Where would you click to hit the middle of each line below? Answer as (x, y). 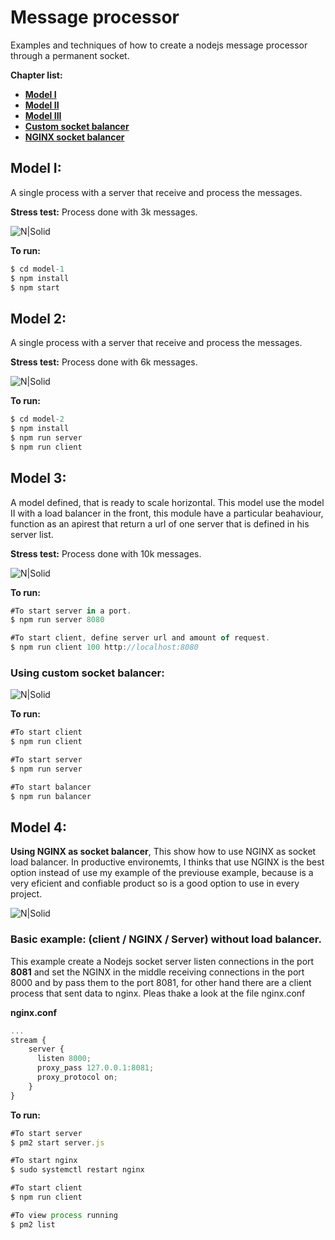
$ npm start (35, 287)
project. (26, 894)
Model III (43, 115)
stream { (28, 1040)
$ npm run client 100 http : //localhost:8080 (104, 647)
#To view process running (64, 1215)
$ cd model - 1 (37, 269)
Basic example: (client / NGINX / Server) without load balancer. (166, 939)
